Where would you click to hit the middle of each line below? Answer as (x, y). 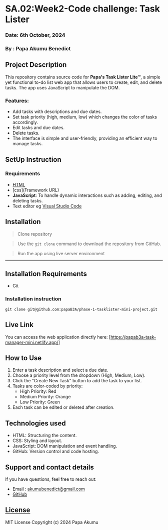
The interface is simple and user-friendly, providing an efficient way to (85, 138)
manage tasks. (27, 144)
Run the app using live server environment (61, 253)
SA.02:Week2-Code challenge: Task (82, 9)
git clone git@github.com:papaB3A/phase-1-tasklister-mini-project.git (81, 309)
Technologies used (35, 423)
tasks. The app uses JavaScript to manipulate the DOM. (62, 87)
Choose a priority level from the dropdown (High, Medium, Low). (79, 375)
